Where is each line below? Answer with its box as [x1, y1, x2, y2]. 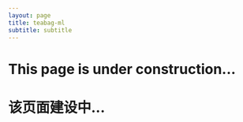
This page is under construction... [8, 60, 237, 78]
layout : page [8, 11, 51, 20]
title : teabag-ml [8, 19, 65, 27]
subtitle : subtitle [8, 26, 73, 34]
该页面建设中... [8, 98, 106, 116]
